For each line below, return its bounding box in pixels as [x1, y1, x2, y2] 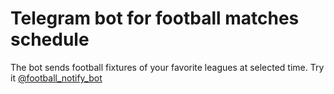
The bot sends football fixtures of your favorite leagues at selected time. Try [10, 61, 325, 73]
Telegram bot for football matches [10, 7, 300, 30]
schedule [10, 28, 90, 51]
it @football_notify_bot [10, 72, 103, 84]
